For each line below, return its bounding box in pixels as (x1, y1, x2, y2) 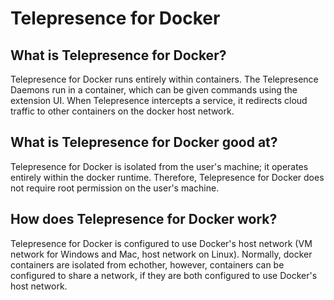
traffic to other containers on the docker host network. (10, 105, 235, 117)
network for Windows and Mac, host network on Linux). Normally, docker (10, 248, 313, 260)
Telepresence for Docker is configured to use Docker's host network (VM (10, 237, 313, 249)
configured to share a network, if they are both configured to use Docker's (10, 269, 318, 281)
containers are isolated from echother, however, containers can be (10, 258, 285, 271)
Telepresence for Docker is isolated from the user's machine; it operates (10, 160, 309, 172)
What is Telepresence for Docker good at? (10, 134, 278, 151)
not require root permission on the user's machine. (10, 182, 220, 194)
